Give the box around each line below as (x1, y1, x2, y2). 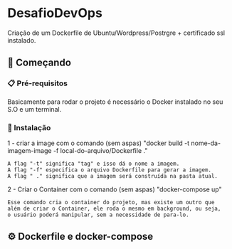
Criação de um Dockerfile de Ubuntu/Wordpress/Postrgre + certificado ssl (7, 28, 226, 37)
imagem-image (7, 146, 52, 154)
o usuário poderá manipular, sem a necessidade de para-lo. (7, 211, 190, 218)
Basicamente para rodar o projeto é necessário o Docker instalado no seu (7, 97, 223, 106)
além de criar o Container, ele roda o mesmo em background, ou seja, (7, 205, 221, 212)
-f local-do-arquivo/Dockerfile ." (53, 146, 148, 154)
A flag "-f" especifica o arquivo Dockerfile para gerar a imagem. (7, 166, 212, 174)
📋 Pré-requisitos (7, 78, 68, 88)
